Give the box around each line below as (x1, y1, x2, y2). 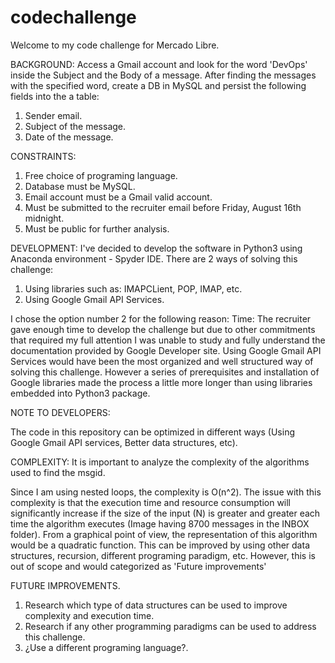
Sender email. (24, 109, 83, 121)
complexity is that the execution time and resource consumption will (10, 496, 292, 508)
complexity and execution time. (24, 609, 155, 621)
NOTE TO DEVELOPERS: (10, 406, 111, 418)
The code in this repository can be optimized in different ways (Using (10, 426, 295, 438)
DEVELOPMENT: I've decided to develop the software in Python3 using (10, 242, 303, 254)
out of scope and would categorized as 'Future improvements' (10, 560, 267, 572)
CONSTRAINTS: (10, 150, 77, 162)
